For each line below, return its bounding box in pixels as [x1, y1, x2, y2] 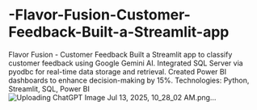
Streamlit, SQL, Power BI [8, 83, 91, 94]
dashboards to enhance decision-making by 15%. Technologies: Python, [8, 75, 250, 85]
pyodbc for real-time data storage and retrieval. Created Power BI [8, 66, 227, 76]
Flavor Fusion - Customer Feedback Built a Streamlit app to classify [8, 49, 233, 59]
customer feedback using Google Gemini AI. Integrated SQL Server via [8, 58, 244, 68]
